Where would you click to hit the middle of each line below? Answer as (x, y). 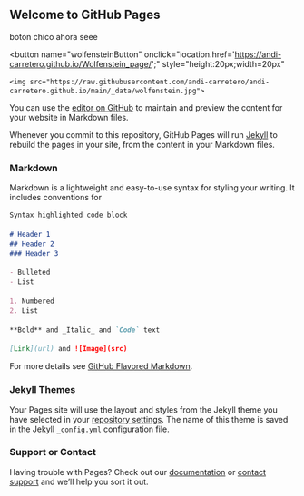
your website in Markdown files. (69, 117)
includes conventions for (56, 198)
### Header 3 (34, 253)
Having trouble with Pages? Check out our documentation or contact (137, 472)
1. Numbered (32, 301)
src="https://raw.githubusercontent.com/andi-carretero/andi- (150, 82)
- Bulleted (30, 272)
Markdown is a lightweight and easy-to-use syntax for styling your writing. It (152, 188)
